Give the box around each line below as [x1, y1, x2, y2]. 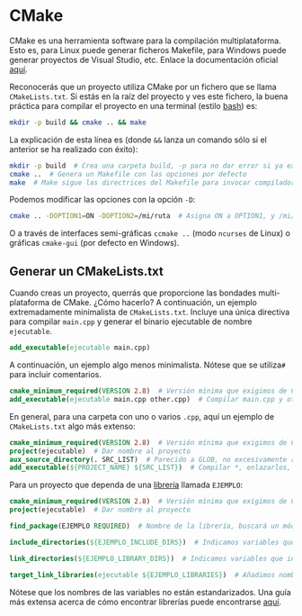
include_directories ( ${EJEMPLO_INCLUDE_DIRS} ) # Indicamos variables [9, 538, 280, 547]
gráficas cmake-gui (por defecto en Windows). [9, 238, 180, 249]
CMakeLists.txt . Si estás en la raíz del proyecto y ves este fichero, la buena [9, 91, 289, 102]
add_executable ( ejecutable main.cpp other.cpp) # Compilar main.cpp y [9, 394, 283, 403]
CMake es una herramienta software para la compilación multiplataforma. [9, 35, 281, 46]
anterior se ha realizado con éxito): [9, 143, 138, 154]
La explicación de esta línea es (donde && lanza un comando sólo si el [9, 134, 267, 145]
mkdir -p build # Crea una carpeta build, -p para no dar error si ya [9, 161, 283, 170]
